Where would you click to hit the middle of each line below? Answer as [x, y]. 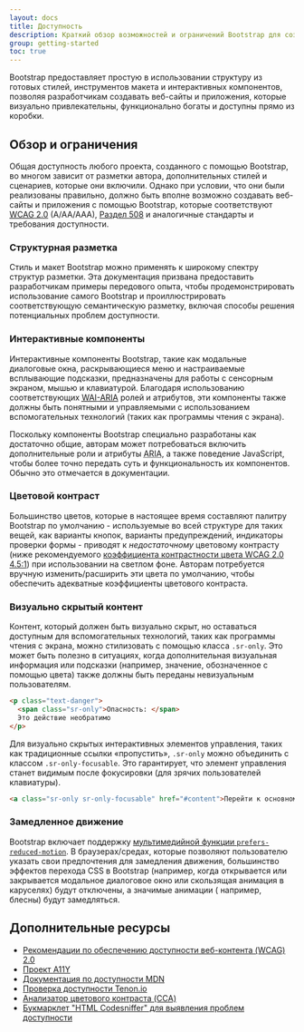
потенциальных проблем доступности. [85, 316]
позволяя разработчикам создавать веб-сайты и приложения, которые [148, 97]
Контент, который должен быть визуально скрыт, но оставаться [133, 627]
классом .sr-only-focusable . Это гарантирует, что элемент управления [148, 763]
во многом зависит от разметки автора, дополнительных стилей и [138, 175]
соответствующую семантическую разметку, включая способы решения [152, 306]
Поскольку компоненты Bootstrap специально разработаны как [133, 434]
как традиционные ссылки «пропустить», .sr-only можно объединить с [149, 753]
